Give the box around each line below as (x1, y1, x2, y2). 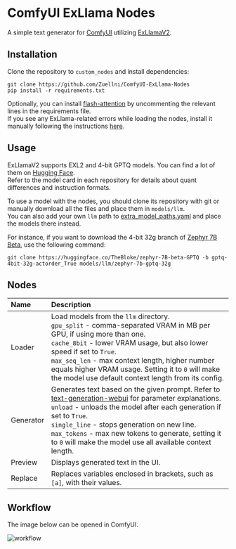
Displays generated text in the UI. (51, 458, 161, 467)
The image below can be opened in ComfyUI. (7, 520, 138, 529)
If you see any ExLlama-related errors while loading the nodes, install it (7, 114, 213, 122)
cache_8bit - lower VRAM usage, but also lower (51, 338, 209, 348)
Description (51, 300, 91, 310)
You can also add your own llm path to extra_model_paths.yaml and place (7, 212, 221, 220)
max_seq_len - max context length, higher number (51, 356, 215, 366)
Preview (11, 458, 37, 467)
